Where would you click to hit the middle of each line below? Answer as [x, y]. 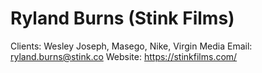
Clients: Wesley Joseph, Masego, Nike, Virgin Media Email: [131, 46]
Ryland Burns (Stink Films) [122, 18]
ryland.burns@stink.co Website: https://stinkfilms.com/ [124, 56]
